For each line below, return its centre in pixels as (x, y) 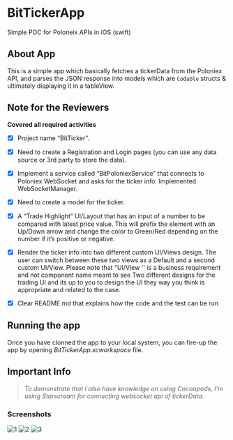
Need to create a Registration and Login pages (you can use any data (117, 152)
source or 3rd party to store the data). (72, 160)
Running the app (44, 326)
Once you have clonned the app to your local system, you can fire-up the (112, 342)
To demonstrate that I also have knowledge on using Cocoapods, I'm (123, 388)
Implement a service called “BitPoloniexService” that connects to (111, 173)
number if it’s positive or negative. (66, 238)
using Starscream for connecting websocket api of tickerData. (114, 396)
